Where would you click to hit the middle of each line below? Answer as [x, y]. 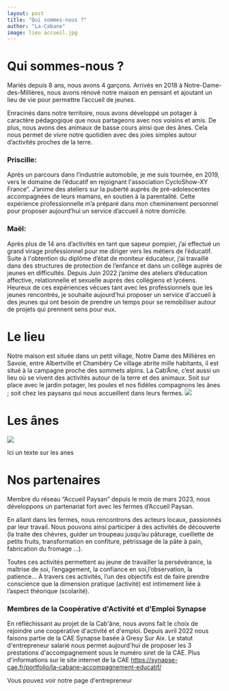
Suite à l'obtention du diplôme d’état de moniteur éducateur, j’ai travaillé [108, 258]
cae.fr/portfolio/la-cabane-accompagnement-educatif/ [84, 667]
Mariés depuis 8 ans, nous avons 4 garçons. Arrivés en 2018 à [95, 86]
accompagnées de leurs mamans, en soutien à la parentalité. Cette [101, 196]
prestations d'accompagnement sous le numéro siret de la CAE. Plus [104, 652]
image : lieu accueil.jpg [42, 32]
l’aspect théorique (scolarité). [49, 591]
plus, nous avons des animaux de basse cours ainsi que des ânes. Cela [107, 128]
